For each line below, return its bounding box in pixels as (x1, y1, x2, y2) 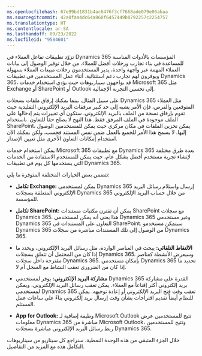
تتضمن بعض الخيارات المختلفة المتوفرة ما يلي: (7, 171, 110, 178)
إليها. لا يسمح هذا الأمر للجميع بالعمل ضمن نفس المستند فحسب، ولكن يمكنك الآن (7, 128, 186, 136)
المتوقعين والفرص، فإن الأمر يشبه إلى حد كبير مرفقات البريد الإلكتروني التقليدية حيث (7, 103, 194, 110)
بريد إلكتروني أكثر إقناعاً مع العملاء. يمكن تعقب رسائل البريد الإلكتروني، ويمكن (15, 282, 188, 288)
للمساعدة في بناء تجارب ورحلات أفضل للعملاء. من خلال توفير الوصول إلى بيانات (7, 59, 184, 67)
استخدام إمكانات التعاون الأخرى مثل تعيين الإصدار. (7, 135, 117, 142)
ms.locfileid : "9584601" (7, 37, 69, 43)
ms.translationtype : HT (7, 20, 67, 26)
